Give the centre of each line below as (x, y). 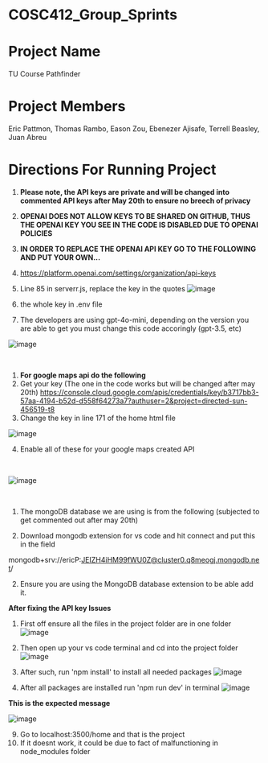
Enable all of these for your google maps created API (107, 449)
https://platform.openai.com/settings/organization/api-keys (118, 273)
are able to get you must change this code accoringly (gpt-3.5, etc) (131, 328)
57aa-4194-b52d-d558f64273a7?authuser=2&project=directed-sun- (134, 401)
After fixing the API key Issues (60, 608)
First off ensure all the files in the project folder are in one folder (126, 624)
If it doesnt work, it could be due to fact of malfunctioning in (119, 743)
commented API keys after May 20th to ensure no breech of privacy (135, 200)
